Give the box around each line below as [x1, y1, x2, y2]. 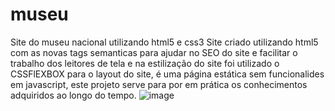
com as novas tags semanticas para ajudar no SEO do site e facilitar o [10, 46, 298, 58]
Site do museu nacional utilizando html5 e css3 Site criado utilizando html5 [10, 36, 319, 48]
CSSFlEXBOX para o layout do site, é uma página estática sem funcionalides [10, 68, 325, 80]
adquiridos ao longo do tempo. [10, 89, 137, 101]
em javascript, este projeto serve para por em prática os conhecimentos [10, 78, 308, 90]
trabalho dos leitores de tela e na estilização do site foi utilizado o [10, 57, 280, 69]
